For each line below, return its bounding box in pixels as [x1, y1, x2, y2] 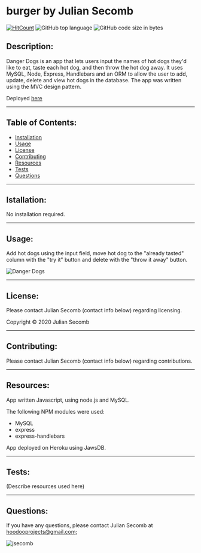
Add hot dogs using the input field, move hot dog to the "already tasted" [6, 250, 184, 257]
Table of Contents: [6, 118, 77, 128]
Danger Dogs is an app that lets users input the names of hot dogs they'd [6, 57, 187, 64]
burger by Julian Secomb [6, 4, 133, 18]
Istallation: [6, 195, 47, 205]
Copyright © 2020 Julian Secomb [6, 318, 90, 325]
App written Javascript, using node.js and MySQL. [6, 396, 130, 403]
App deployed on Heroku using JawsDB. [6, 444, 106, 451]
